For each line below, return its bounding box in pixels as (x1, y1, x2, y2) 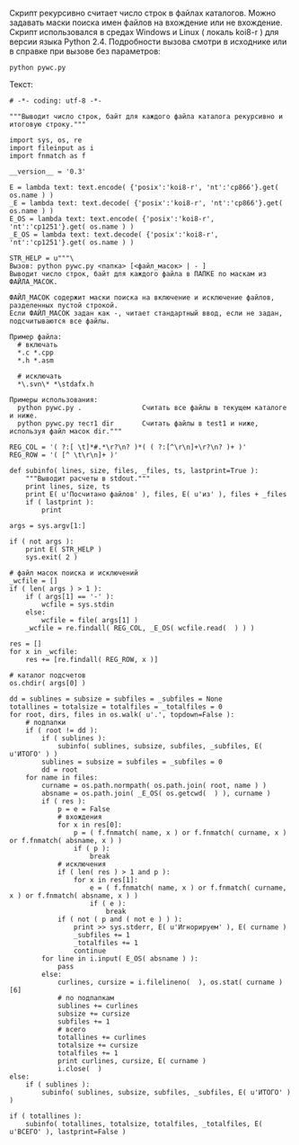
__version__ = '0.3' (9, 167, 87, 176)
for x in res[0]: (57, 820, 123, 829)
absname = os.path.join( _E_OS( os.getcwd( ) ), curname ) (41, 789, 271, 798)
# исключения (57, 860, 106, 869)
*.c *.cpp (17, 348, 54, 357)
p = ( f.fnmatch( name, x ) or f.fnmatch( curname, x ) (73, 828, 287, 837)
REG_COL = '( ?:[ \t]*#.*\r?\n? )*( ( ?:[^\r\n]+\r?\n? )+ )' (9, 443, 247, 452)
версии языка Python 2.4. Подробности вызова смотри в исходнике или (9, 36, 287, 47)
